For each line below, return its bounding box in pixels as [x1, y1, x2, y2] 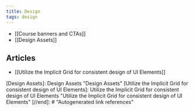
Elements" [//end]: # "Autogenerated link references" [6, 99, 134, 106]
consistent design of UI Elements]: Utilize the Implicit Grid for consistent [6, 86, 179, 93]
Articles [6, 53, 36, 63]
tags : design [6, 14, 38, 20]
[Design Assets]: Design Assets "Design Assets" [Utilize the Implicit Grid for [6, 80, 189, 87]
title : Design [6, 8, 41, 15]
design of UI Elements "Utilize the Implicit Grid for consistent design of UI [6, 92, 183, 99]
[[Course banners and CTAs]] [14, 30, 86, 37]
